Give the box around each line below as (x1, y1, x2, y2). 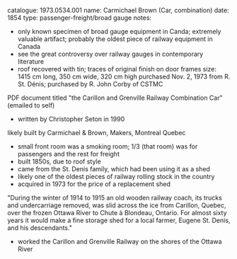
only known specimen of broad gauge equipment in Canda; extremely (17, 28, 221, 35)
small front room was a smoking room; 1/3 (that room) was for (17, 142, 198, 151)
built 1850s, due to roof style (17, 157, 101, 166)
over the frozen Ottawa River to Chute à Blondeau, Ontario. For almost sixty (7, 209, 228, 217)
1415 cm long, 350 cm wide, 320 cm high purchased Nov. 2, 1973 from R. (17, 72, 231, 81)
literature (17, 57, 45, 66)
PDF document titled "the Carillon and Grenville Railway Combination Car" (7, 93, 223, 102)
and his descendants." (7, 224, 73, 232)
